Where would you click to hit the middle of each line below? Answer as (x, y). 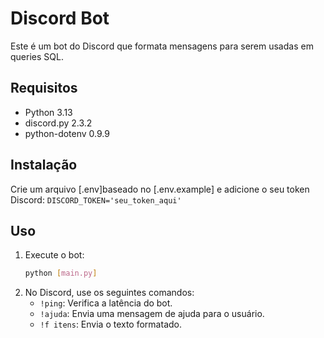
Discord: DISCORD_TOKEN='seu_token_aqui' (96, 199)
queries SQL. (37, 56)
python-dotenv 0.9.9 (67, 133)
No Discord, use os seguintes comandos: (109, 293)
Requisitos (44, 88)
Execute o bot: (54, 255)
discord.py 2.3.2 (58, 123)
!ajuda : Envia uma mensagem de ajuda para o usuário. (152, 314)
